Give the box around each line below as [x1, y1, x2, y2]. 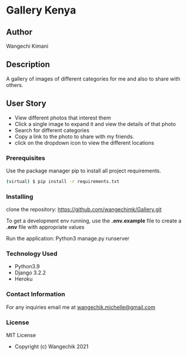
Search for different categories [14, 127, 90, 134]
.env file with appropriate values [6, 224, 85, 231]
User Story [6, 98, 46, 109]
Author [6, 27, 32, 37]
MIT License [6, 331, 36, 338]
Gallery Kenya [6, 4, 76, 17]
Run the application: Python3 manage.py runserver [6, 235, 130, 242]
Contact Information [6, 290, 66, 298]
